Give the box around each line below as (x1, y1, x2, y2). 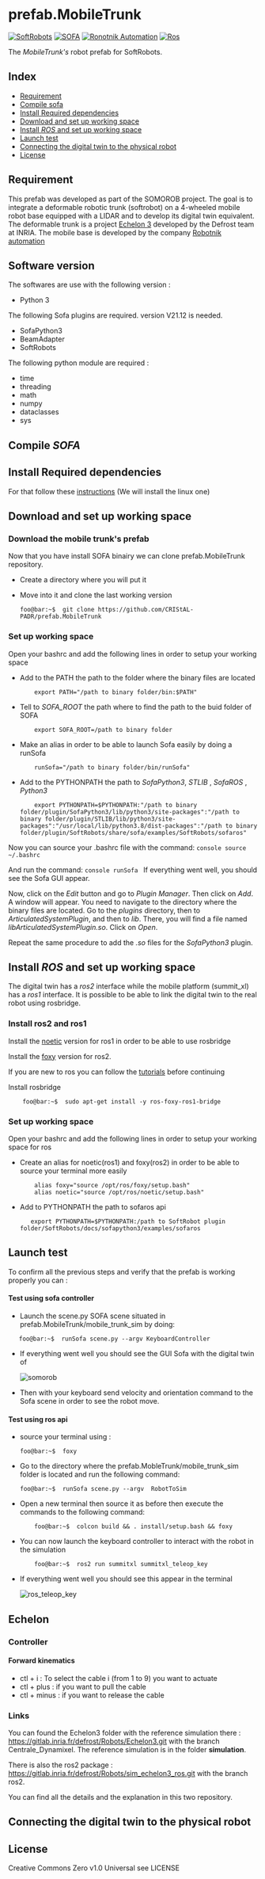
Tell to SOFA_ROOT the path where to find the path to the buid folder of (19, 702, 252, 711)
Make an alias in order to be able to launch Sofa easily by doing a (19, 739, 233, 749)
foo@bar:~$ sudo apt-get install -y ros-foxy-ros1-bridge (22, 1097, 221, 1106)
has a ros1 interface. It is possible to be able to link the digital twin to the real (8, 990, 257, 1000)
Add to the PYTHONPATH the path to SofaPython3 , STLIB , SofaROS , (19, 777, 248, 787)
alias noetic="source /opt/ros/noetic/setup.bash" (34, 1188, 205, 1196)
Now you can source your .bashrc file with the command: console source (8, 842, 247, 852)
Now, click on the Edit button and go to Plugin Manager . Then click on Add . (8, 889, 254, 898)
